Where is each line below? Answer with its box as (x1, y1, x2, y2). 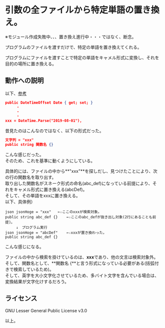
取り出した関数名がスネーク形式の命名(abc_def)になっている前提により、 (5, 180, 153, 186)
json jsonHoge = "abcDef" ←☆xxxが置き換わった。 (5, 230, 107, 235)
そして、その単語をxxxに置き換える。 (5, 192, 81, 198)
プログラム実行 (22, 225, 47, 230)
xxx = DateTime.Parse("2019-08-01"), (5, 118, 82, 123)
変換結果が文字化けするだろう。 (5, 279, 70, 284)
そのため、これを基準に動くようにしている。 (5, 158, 95, 164)
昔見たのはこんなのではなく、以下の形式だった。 (5, 128, 104, 134)
